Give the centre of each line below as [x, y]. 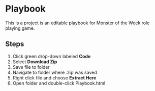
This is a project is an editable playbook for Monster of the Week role [77, 23]
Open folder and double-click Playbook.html [59, 83]
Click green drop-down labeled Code [52, 56]
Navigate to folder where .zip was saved [55, 72]
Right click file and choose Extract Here [54, 78]
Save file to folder [31, 67]
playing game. [20, 28]
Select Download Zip [35, 62]
